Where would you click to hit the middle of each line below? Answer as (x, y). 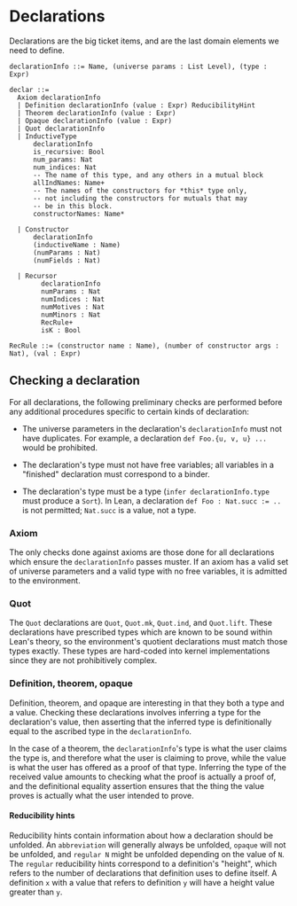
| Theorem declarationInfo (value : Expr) (97, 113)
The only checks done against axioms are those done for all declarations (142, 552)
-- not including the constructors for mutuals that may (140, 198)
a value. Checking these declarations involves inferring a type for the (135, 712)
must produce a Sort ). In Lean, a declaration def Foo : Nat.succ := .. (152, 500)
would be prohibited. (60, 447)
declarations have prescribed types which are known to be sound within (141, 632)
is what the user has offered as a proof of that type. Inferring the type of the (148, 767)
